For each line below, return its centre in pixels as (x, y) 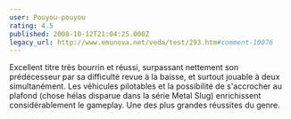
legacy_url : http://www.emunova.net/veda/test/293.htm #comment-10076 (141, 42)
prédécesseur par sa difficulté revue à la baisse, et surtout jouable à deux (145, 77)
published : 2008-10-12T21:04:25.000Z (79, 34)
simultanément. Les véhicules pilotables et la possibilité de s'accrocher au (146, 86)
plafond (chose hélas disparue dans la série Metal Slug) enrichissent (135, 96)
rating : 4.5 (31, 26)
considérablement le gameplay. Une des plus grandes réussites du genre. (145, 105)
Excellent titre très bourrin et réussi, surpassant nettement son (124, 67)
